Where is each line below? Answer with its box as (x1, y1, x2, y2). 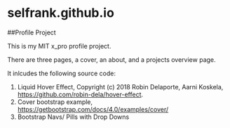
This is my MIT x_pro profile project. (7, 41, 111, 50)
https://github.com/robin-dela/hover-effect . (17, 90, 144, 98)
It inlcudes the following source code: (7, 69, 116, 77)
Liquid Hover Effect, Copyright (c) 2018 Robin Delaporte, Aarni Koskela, (17, 82, 224, 91)
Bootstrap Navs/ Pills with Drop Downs (17, 113, 130, 121)
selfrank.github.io (7, 5, 114, 21)
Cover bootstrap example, (17, 97, 93, 106)
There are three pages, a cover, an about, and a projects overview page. (7, 55, 216, 64)
